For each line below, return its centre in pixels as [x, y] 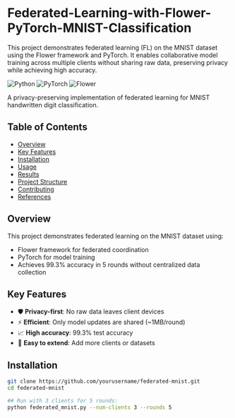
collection [32, 272]
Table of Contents [48, 127]
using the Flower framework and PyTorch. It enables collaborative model [113, 55]
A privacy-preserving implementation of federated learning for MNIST [109, 97]
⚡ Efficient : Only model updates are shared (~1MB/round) [101, 322]
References [34, 196]
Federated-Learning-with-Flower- [109, 13]
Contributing [36, 189]
